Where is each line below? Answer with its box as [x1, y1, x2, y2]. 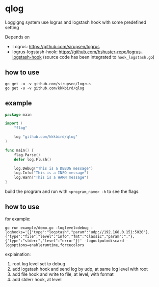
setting [5, 24, 19, 30]
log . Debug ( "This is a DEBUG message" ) [14, 166, 93, 171]
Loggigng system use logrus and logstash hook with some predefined [5, 19, 146, 25]
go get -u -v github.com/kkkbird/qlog [5, 86, 84, 91]
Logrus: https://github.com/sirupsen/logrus [12, 43, 100, 49]
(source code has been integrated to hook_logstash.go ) [42, 54, 155, 60]
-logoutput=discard [84, 238, 124, 243]
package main [5, 112, 32, 117]
